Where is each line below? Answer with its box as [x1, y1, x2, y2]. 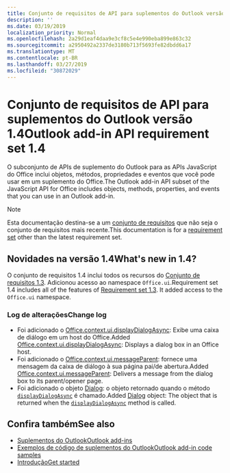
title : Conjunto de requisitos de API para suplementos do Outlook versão [7, 10, 225, 17]
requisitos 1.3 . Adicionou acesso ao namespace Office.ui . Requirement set [7, 279, 218, 287]
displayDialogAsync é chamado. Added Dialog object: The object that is [16, 391, 218, 399]
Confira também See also [7, 418, 115, 430]
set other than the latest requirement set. [7, 233, 123, 242]
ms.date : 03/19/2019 [7, 23, 66, 29]
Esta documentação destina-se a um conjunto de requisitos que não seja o [7, 218, 218, 227]
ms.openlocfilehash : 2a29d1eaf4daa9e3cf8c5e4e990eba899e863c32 [7, 36, 192, 42]
